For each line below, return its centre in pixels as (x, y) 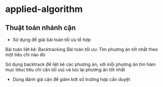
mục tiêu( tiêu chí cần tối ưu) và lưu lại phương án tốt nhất (65, 69)
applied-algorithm (44, 9)
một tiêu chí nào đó (25, 54)
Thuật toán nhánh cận (41, 28)
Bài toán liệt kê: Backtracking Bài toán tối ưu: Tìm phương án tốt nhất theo (82, 49)
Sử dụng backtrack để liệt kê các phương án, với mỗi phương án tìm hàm (80, 64)
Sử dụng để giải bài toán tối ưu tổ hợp (51, 39)
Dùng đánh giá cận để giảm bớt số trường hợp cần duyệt (71, 79)
